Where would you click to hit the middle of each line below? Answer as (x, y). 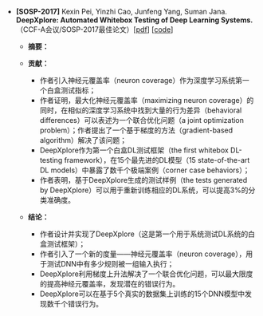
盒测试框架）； (63, 244)
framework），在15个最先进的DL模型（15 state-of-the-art (157, 160)
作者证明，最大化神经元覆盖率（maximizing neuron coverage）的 (147, 100)
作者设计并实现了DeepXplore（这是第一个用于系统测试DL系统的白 (147, 234)
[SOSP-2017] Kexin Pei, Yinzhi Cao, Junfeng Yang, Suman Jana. (121, 12)
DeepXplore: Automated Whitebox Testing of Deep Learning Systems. (134, 20)
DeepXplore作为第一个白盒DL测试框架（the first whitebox (134, 150)
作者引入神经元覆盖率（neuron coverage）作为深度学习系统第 (141, 80)
